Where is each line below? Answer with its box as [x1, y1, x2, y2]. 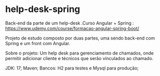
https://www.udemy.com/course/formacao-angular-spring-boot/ [5, 25, 139, 31]
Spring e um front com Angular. [5, 40, 70, 46]
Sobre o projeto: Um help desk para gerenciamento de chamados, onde [5, 50, 154, 56]
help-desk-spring [5, 3, 81, 15]
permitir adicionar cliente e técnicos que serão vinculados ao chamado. [5, 55, 153, 61]
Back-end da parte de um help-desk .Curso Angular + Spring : [5, 20, 134, 26]
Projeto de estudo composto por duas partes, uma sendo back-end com [5, 35, 155, 41]
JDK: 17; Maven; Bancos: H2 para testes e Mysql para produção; [5, 65, 139, 71]
